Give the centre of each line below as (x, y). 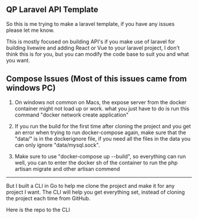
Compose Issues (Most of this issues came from (97, 79)
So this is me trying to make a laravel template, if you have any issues (90, 24)
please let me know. (30, 30)
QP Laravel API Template (52, 10)
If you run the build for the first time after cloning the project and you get (103, 126)
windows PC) (31, 88)
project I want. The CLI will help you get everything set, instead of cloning (95, 192)
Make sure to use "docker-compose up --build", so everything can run (100, 156)
